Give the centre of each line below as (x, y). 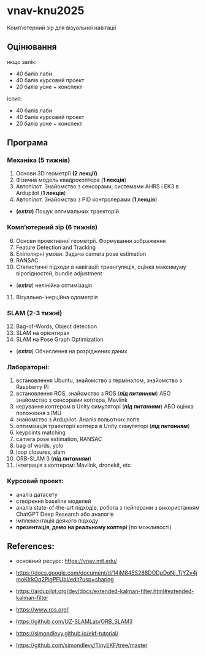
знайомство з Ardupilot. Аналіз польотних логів (78, 419)
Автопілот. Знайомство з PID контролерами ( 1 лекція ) (86, 199)
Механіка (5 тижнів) (39, 160)
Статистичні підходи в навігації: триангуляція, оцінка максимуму (101, 267)
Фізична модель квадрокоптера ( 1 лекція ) (71, 180)
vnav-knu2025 (46, 11)
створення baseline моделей (53, 501)
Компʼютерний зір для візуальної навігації (62, 28)
